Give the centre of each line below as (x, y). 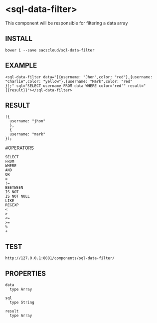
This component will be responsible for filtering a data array (67, 23)
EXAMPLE (21, 66)
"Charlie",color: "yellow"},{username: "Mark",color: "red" (69, 81)
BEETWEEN (14, 188)
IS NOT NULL (17, 196)
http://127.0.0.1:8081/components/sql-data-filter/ (60, 258)
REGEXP (12, 205)
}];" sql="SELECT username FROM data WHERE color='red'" (66, 86)
